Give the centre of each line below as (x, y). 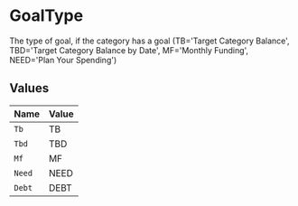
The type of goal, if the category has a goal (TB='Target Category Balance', (150, 41)
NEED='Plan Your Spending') (63, 60)
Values (29, 88)
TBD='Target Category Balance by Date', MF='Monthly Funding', (129, 50)
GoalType (47, 16)
